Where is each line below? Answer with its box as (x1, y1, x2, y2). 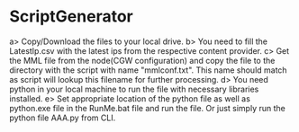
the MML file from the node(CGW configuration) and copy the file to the (9, 55, 276, 66)
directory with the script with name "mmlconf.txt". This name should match (9, 65, 287, 75)
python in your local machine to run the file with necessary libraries (9, 84, 259, 94)
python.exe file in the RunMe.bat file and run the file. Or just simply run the (9, 102, 285, 113)
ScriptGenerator (9, 6, 133, 27)
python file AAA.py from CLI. (9, 112, 116, 123)
